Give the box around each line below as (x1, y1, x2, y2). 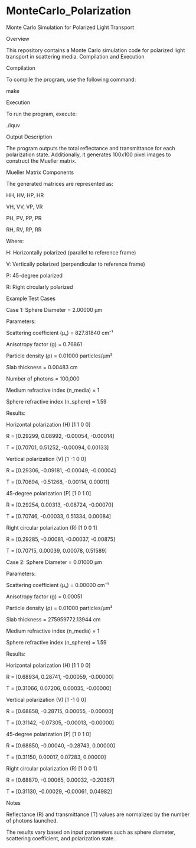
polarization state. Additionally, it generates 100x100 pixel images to (6, 151, 171, 158)
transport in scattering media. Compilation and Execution (6, 53, 145, 60)
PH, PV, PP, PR (6, 214, 42, 221)
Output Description (6, 133, 53, 140)
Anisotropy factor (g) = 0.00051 (6, 593, 83, 600)
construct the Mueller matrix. (6, 157, 77, 164)
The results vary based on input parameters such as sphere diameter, (6, 828, 176, 836)
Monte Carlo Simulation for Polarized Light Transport (6, 24, 135, 31)
